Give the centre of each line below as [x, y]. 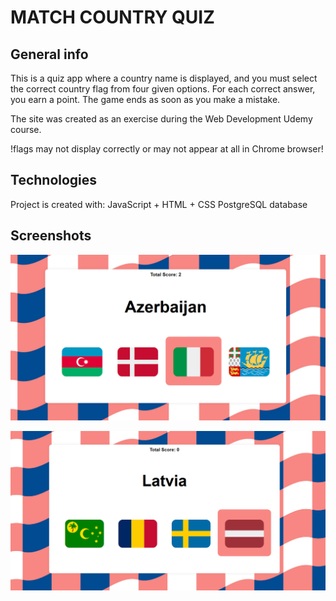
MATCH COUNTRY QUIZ [112, 17]
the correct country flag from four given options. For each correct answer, [163, 89]
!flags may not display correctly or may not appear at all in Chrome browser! [167, 149]
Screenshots [51, 236]
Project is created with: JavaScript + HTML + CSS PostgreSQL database [159, 204]
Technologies [54, 180]
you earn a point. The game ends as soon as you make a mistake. [145, 99]
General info [49, 54]
